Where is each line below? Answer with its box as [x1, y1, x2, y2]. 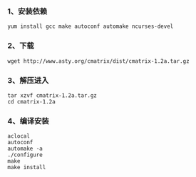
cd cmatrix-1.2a [7, 98, 56, 105]
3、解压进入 [7, 75, 49, 85]
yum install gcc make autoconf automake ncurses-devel [7, 23, 174, 30]
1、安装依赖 [7, 6, 48, 16]
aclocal [7, 133, 31, 140]
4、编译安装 [7, 116, 49, 126]
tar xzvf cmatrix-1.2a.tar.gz [7, 91, 98, 99]
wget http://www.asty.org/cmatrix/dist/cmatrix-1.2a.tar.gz [7, 57, 190, 65]
